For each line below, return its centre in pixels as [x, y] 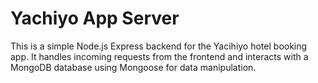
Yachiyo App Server [95, 18]
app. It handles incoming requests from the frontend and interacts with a [159, 56]
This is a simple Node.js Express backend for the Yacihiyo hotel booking [159, 46]
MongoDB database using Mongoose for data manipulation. [133, 67]
